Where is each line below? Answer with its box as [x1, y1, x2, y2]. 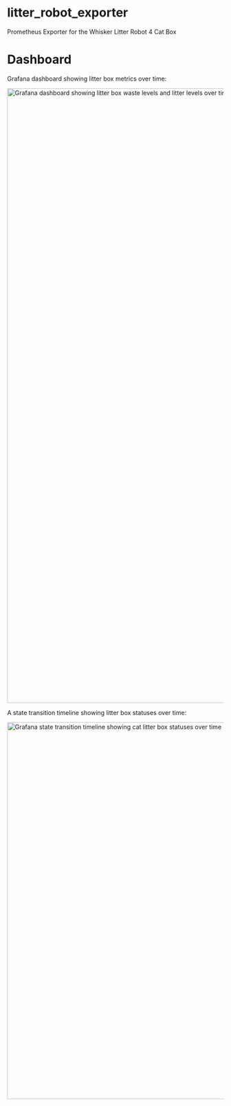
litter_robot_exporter [7, 5, 129, 21]
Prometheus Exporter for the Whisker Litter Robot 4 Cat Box [7, 28, 177, 36]
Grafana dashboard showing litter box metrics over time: [7, 74, 167, 83]
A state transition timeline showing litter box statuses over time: [7, 708, 187, 716]
